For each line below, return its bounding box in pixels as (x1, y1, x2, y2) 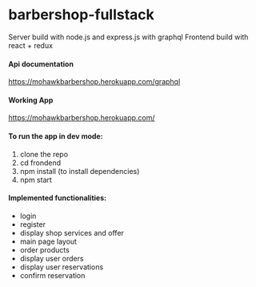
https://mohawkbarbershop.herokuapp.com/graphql (8, 77, 181, 87)
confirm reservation (19, 270, 86, 280)
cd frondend (19, 158, 62, 168)
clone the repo (19, 149, 69, 159)
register (19, 219, 46, 229)
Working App (8, 95, 54, 105)
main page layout (19, 236, 78, 246)
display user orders (19, 253, 84, 263)
